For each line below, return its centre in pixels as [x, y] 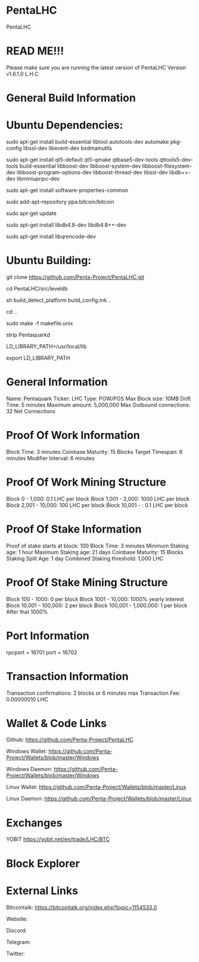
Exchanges [34, 823]
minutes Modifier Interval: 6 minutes [51, 458]
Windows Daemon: [29, 769]
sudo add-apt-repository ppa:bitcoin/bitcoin [60, 202]
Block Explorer [43, 863]
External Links [42, 891]
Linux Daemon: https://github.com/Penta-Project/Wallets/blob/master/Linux [99, 799]
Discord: [16, 930]
